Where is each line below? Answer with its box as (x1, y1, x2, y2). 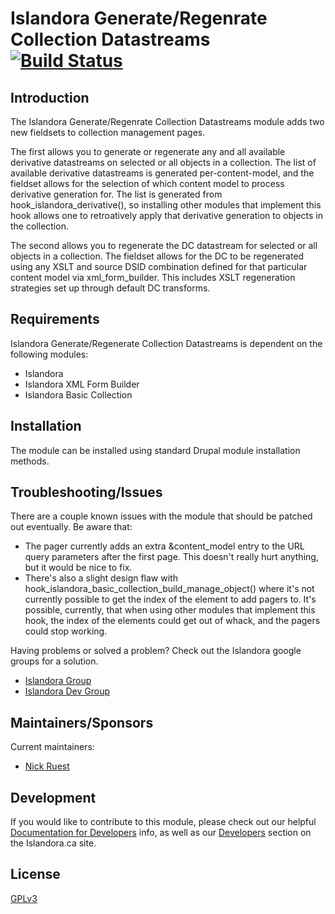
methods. (10, 455, 50, 467)
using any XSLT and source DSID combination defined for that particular (10, 261, 308, 272)
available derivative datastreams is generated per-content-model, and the (10, 167, 315, 179)
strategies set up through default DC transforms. (10, 282, 211, 294)
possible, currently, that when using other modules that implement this (24, 604, 316, 616)
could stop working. (24, 625, 108, 637)
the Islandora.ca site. (10, 837, 97, 849)
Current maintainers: (10, 741, 95, 753)
